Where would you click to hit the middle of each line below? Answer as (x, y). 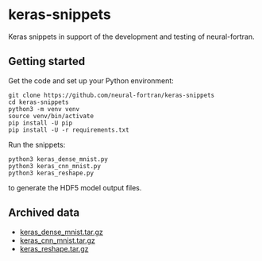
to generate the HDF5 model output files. (75, 187)
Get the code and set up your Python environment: (91, 80)
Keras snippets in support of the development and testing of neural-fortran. (131, 36)
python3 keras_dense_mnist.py (58, 159)
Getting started (47, 61)
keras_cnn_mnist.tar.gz (57, 240)
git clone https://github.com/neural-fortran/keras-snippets (112, 95)
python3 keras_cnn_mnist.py (55, 166)
